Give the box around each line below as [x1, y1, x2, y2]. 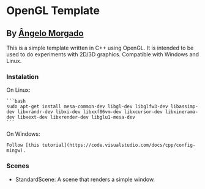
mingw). [6, 147, 26, 154]
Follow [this [6, 142, 40, 149]
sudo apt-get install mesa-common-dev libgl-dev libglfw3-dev [6, 103, 168, 110]
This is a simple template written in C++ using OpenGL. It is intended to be [6, 44, 194, 51]
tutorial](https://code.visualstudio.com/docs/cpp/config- [42, 142, 196, 149]
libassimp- [170, 103, 199, 110]
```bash [6, 98, 26, 105]
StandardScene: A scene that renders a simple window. [15, 176, 155, 183]
